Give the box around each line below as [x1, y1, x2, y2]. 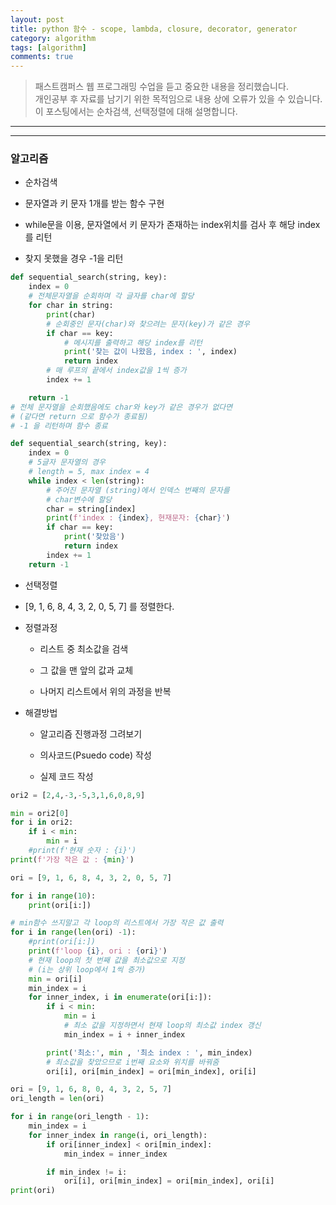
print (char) [46, 309, 97, 320]
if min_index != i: [46, 1167, 128, 1177]
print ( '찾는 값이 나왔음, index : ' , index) [63, 347, 238, 357]
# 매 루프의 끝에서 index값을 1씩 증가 [46, 366, 187, 376]
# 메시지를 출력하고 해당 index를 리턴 [63, 337, 203, 348]
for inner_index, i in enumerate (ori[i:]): [28, 992, 213, 1003]
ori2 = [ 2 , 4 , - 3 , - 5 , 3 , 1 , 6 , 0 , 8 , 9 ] [10, 790, 146, 800]
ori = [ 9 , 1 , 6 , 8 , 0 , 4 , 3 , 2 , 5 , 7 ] [10, 1084, 172, 1095]
